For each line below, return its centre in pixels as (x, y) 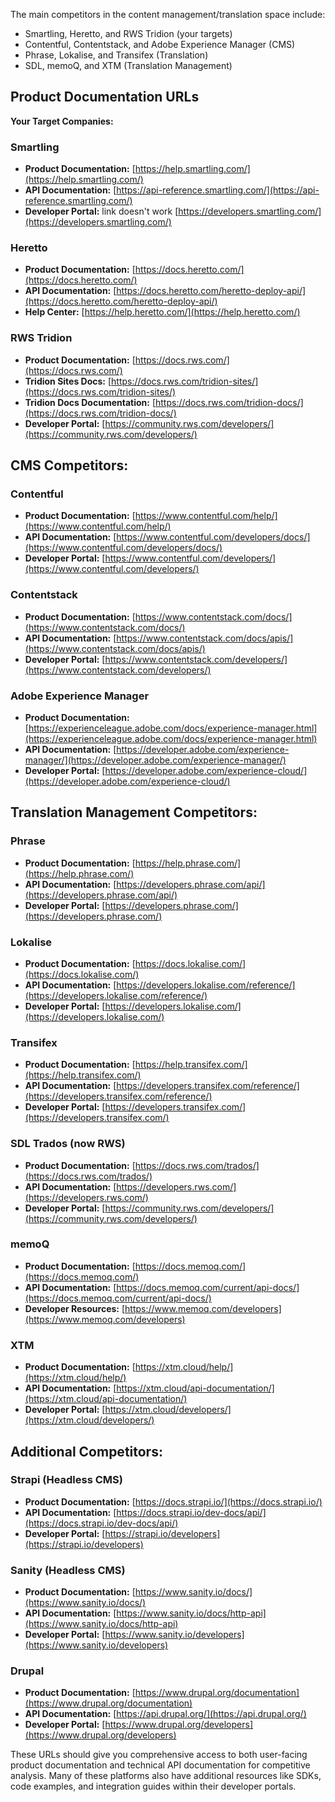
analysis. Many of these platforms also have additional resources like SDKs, (166, 1776)
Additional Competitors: (86, 1451)
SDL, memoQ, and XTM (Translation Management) (128, 65)
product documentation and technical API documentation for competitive (160, 1765)
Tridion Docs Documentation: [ (90, 402)
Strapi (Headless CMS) (66, 1480)
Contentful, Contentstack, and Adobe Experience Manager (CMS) (160, 44)
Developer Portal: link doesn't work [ (101, 211)
